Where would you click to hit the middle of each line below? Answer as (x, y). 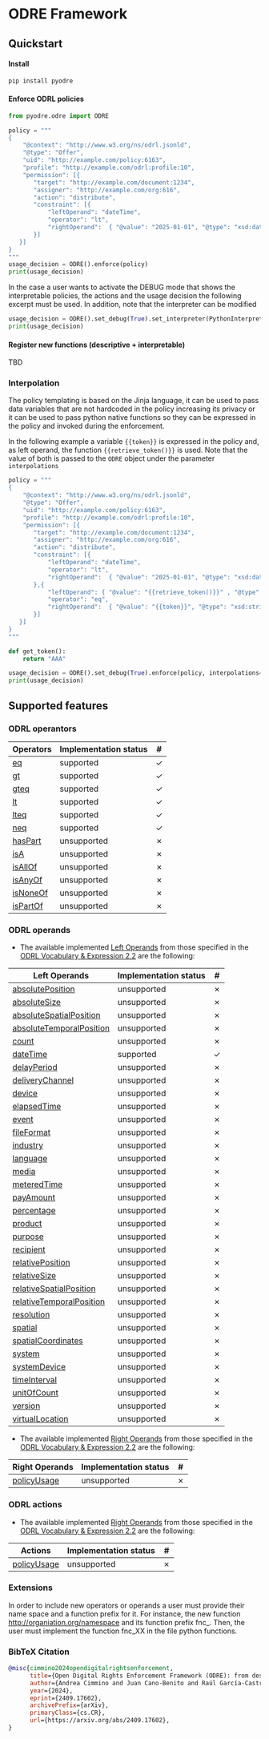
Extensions (31, 1588)
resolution (31, 1315)
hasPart (27, 841)
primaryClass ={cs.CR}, (67, 1713)
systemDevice (39, 1367)
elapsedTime (37, 1107)
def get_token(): (37, 651)
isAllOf (25, 866)
